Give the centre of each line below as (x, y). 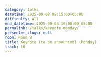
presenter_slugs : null (29, 33)
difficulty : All (22, 19)
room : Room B (19, 38)
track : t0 (15, 47)
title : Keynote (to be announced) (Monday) (51, 42)
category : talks (22, 10)
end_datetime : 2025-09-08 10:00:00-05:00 (49, 24)
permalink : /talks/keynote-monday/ (42, 28)
